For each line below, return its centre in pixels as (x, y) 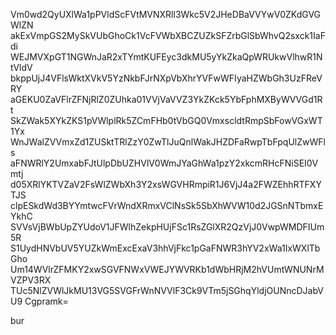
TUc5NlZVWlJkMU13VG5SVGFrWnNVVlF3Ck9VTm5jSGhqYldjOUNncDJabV (167, 290)
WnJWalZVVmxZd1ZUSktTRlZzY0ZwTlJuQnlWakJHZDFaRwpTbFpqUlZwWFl (168, 142)
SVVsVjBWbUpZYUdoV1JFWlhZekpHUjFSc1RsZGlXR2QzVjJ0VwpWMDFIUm (167, 227)
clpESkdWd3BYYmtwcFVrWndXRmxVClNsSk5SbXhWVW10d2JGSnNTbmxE (167, 205)
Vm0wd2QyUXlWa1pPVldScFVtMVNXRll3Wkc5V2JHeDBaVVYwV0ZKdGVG (166, 14)
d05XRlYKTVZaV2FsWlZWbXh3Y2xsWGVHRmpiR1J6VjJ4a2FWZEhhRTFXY (166, 184)
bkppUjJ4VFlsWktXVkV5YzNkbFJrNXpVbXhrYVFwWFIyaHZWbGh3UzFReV (166, 78)
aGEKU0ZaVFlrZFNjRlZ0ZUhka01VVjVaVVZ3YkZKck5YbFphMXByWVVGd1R (166, 99)
